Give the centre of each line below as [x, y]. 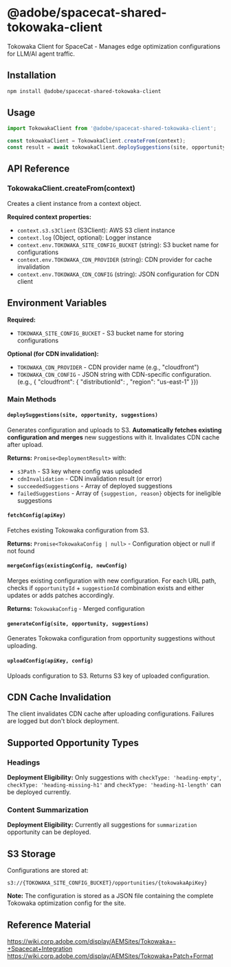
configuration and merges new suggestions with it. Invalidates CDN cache [113, 437]
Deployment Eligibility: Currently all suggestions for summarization [102, 825]
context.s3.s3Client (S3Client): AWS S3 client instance [96, 230]
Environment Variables [57, 303]
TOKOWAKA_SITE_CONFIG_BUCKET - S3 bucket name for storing [100, 333]
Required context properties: [49, 217]
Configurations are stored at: [48, 871]
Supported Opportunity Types [73, 743]
